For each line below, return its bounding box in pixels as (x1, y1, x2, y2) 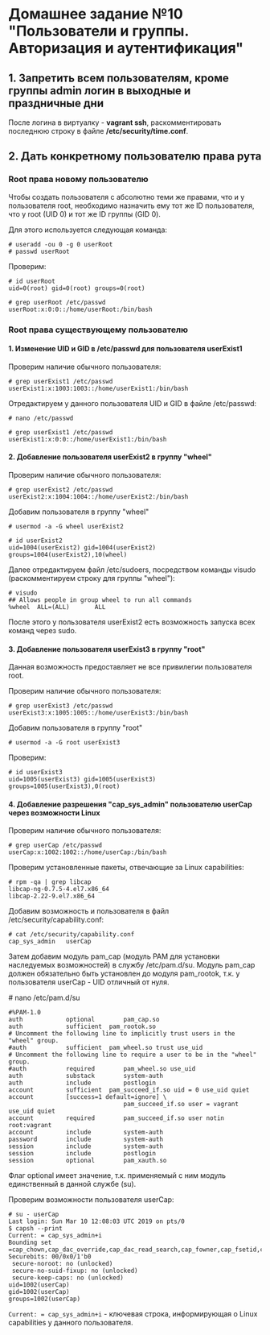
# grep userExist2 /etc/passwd (8, 486, 113, 494)
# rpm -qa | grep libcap (8, 878, 92, 886)
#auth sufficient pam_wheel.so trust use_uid (8, 1044, 203, 1052)
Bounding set (8, 1238, 52, 1247)
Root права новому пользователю (8, 174, 149, 185)
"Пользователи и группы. (8, 22, 189, 40)
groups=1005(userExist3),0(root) (8, 782, 121, 790)
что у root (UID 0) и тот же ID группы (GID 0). (8, 209, 161, 218)
